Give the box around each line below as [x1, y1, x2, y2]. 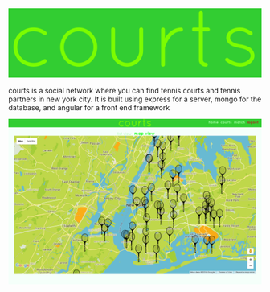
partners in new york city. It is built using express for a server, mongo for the [8, 94, 262, 104]
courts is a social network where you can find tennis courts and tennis [8, 86, 241, 96]
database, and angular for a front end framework [8, 103, 170, 113]
